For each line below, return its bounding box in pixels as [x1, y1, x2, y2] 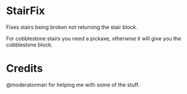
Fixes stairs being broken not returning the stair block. [6, 23, 137, 31]
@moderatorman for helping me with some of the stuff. [6, 81, 140, 88]
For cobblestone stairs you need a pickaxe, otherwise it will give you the [6, 35, 182, 42]
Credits [6, 62, 43, 75]
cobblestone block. [6, 41, 53, 48]
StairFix [6, 4, 45, 18]
